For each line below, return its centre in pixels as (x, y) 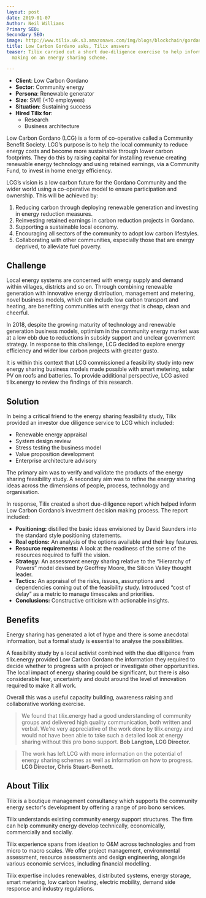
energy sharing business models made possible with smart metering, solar (101, 369)
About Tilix (28, 786)
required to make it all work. (41, 686)
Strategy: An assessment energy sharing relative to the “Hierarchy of (103, 561)
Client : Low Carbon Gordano (52, 80)
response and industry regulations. (51, 888)
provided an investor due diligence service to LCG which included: (90, 423)
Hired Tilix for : (34, 113)
